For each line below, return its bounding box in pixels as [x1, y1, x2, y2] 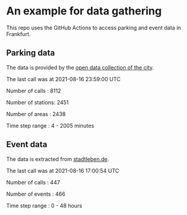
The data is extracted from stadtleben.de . [6, 155, 109, 163]
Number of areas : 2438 [6, 110, 66, 118]
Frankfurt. [6, 30, 31, 37]
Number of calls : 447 [6, 178, 60, 186]
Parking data [6, 48, 55, 58]
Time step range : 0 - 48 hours [6, 202, 82, 209]
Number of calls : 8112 [6, 87, 61, 94]
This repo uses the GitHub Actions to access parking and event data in [6, 24, 182, 31]
